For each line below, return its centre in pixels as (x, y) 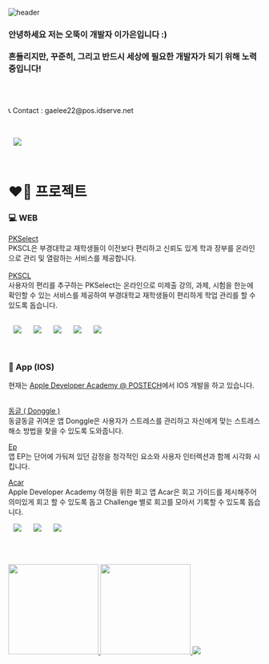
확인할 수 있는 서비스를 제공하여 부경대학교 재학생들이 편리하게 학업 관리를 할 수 (132, 295)
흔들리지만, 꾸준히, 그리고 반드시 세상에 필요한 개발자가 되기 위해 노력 (133, 56)
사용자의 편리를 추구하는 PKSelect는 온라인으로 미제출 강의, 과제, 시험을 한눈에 (131, 285)
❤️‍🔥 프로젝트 (48, 192)
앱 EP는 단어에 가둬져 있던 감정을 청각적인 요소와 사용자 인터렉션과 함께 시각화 (130, 457)
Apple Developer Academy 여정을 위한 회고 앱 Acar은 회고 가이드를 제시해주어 (133, 492)
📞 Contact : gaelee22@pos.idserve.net (71, 111)
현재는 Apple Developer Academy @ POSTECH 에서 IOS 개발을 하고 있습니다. (131, 385)
